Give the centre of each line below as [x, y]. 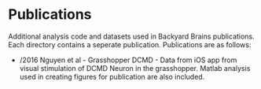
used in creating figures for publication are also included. [112, 76]
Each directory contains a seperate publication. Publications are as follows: [130, 44]
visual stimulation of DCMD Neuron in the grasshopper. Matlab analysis [135, 68]
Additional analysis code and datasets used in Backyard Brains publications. [131, 36]
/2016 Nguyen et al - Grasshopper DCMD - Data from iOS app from [128, 60]
